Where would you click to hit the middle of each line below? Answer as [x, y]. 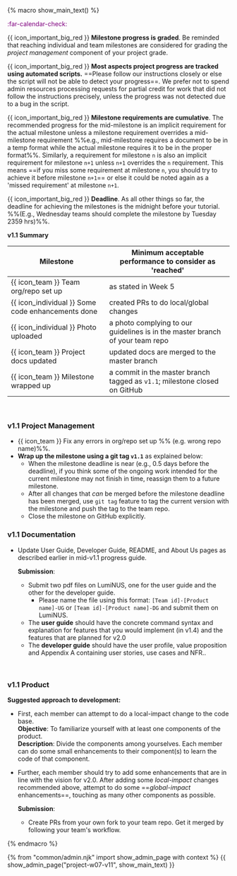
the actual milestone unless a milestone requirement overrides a [101, 133]
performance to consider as [168, 261]
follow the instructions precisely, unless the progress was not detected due [116, 96]
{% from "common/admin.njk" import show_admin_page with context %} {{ [116, 857]
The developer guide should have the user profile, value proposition [127, 645]
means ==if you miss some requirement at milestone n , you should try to [113, 170]
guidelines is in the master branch [165, 332]
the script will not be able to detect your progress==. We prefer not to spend [118, 81]
